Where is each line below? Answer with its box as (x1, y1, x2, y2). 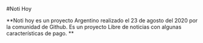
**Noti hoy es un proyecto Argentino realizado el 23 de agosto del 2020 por (6, 17, 198, 24)
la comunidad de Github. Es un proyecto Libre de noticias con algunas (6, 24, 182, 30)
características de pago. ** (6, 30, 74, 37)
